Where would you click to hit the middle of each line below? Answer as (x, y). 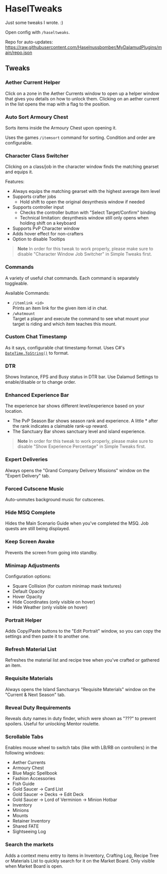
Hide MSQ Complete (30, 512)
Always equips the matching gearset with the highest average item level (86, 191)
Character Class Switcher (37, 155)
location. (14, 411)
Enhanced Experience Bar (37, 395)
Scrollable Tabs (24, 737)
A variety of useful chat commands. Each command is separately (72, 278)
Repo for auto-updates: (29, 42)
